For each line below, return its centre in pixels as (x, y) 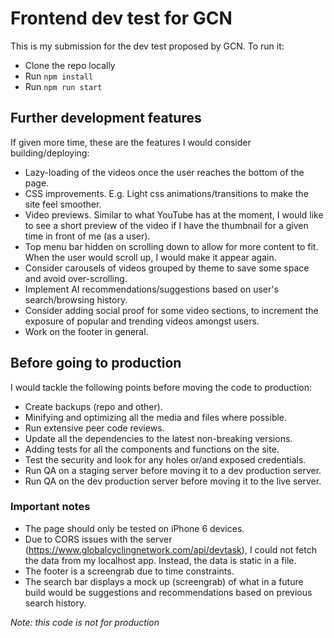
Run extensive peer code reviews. (94, 428)
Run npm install (59, 76)
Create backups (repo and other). (93, 406)
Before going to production (96, 363)
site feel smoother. (63, 204)
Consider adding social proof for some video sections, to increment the (171, 310)
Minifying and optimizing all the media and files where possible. (156, 417)
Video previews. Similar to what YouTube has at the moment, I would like (174, 214)
